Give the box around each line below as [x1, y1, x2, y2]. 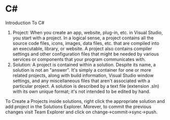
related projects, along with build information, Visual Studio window [12, 72, 154, 78]
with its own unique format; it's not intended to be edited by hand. [12, 88, 151, 94]
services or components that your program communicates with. [12, 56, 146, 62]
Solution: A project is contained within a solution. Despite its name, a [12, 62, 156, 68]
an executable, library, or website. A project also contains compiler [12, 45, 152, 51]
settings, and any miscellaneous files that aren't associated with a [12, 78, 151, 84]
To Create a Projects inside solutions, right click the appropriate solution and [5, 98, 165, 104]
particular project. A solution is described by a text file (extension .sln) [12, 83, 160, 89]
